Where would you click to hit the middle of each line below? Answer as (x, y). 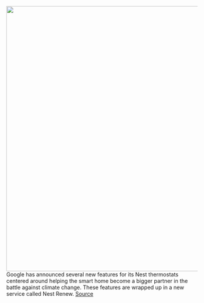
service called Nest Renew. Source (50, 294)
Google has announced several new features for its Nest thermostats (93, 275)
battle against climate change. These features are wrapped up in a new (95, 287)
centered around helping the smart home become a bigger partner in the (97, 281)
